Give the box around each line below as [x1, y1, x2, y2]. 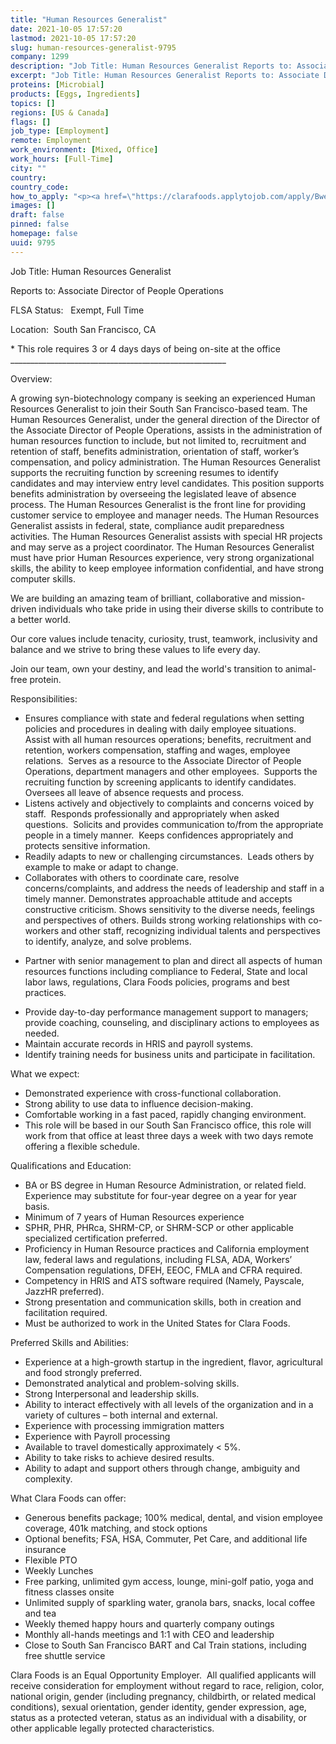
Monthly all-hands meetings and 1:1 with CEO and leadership [24, 1628, 275, 1640]
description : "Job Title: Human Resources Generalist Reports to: [10, 61, 293, 71]
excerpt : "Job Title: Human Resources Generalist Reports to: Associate [10, 71, 320, 81]
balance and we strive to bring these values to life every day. [10, 643, 261, 655]
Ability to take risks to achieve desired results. [24, 1451, 215, 1463]
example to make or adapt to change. [24, 861, 179, 873]
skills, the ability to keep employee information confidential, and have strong [10, 562, 325, 574]
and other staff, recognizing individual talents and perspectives [61, 924, 321, 936]
